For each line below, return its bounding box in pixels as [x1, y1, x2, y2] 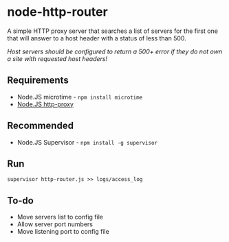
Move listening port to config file [17, 228, 110, 236]
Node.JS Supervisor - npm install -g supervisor [17, 138, 158, 146]
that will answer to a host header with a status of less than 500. [7, 34, 187, 42]
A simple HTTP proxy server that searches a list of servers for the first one [7, 27, 219, 35]
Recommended [7, 120, 74, 132]
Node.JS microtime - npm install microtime [17, 93, 143, 101]
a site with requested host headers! [7, 54, 108, 62]
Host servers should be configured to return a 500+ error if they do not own [7, 47, 222, 56]
